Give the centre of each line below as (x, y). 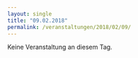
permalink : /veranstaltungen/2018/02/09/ (69, 27)
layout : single (30, 14)
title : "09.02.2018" (38, 21)
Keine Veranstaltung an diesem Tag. (60, 47)
